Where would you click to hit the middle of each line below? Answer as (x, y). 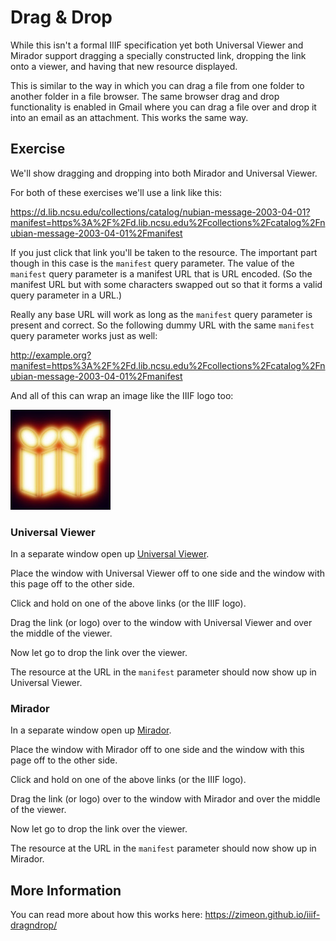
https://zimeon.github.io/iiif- (262, 915)
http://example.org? (51, 355)
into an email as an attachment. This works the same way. (129, 117)
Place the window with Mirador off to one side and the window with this (157, 750)
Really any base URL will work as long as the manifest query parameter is (161, 314)
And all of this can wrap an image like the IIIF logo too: (122, 395)
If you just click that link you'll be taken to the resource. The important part (164, 252)
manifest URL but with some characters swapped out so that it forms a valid (166, 284)
